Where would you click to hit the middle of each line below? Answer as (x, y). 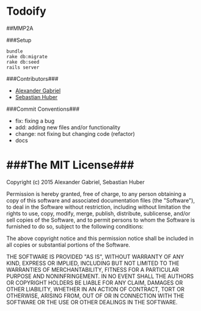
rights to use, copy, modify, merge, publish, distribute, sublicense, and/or (98, 213)
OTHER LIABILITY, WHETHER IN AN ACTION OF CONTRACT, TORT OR (95, 289)
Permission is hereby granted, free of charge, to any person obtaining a (96, 193)
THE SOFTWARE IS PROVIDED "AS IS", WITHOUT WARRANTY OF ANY (95, 257)
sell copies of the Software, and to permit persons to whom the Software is (101, 220)
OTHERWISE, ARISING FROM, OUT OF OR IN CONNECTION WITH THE (95, 296)
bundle (15, 51)
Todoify (27, 11)
